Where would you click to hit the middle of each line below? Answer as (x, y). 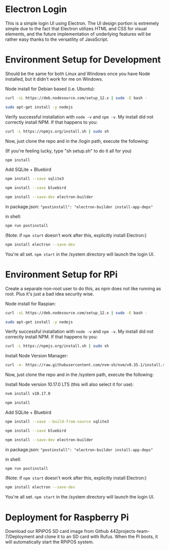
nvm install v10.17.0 (28, 394)
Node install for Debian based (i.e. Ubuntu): (50, 89)
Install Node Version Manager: (36, 356)
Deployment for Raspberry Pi (67, 517)
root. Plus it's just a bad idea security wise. (50, 294)
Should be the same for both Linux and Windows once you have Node (78, 74)
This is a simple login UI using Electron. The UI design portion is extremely (82, 23)
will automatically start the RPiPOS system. (50, 542)
